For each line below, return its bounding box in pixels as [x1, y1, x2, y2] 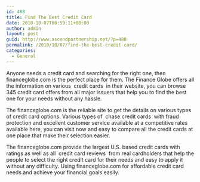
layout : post [6, 31, 39, 37]
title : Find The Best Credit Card [6, 14, 93, 20]
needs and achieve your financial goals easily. [6, 168, 119, 176]
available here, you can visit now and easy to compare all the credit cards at [6, 125, 193, 132]
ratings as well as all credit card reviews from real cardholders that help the [6, 150, 195, 157]
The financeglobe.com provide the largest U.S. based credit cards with [6, 143, 180, 150]
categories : [6, 48, 36, 54]
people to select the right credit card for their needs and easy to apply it [6, 156, 183, 163]
